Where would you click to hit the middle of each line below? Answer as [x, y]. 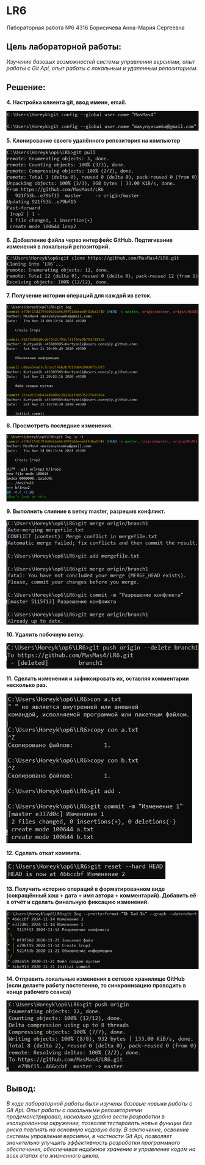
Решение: [26, 87]
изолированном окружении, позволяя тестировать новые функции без [99, 1123]
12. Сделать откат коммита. [44, 853]
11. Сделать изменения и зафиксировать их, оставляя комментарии [98, 679]
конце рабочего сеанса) [39, 992]
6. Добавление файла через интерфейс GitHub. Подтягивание [89, 240]
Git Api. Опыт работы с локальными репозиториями [74, 1110]
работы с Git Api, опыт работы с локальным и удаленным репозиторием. [102, 68]
